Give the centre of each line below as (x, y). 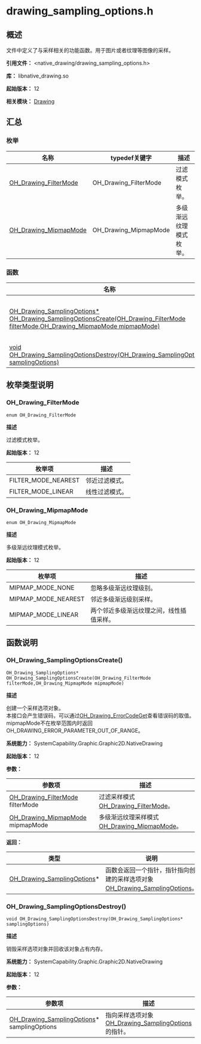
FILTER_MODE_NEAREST (45, 480)
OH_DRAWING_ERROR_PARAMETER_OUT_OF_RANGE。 (75, 730)
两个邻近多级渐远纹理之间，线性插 (138, 610)
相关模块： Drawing (31, 101)
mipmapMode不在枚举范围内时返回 (49, 723)
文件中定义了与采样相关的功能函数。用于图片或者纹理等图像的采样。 (90, 50)
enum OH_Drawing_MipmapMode (41, 522)
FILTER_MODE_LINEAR (41, 491)
